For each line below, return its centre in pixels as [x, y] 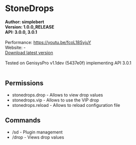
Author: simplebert [25, 22]
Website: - [15, 47]
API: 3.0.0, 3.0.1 [21, 32]
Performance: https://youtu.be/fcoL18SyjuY [48, 42]
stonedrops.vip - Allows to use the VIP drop [55, 100]
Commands [23, 121]
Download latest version [29, 52]
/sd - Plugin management [37, 132]
